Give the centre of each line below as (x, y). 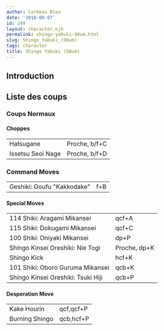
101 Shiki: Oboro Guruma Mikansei (59, 268)
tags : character (27, 46)
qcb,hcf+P (74, 319)
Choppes (18, 129)
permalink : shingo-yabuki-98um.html (53, 35)
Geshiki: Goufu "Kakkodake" (50, 186)
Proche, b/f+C (87, 143)
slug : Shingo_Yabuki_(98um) (42, 40)
